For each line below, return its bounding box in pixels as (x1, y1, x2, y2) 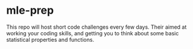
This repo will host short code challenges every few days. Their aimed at (6, 23, 187, 30)
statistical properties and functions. (6, 36, 95, 43)
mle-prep (6, 4, 54, 17)
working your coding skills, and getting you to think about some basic (6, 29, 179, 36)
